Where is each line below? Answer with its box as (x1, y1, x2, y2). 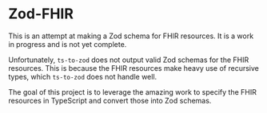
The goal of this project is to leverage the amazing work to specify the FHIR (8, 87, 257, 96)
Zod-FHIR (8, 5, 74, 23)
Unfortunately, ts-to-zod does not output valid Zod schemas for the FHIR (8, 55, 249, 64)
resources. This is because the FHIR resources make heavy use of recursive (8, 63, 260, 72)
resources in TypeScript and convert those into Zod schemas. (8, 95, 212, 105)
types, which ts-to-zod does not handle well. (8, 72, 157, 81)
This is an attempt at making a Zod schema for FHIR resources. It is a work (8, 31, 254, 41)
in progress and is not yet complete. (8, 39, 127, 49)
